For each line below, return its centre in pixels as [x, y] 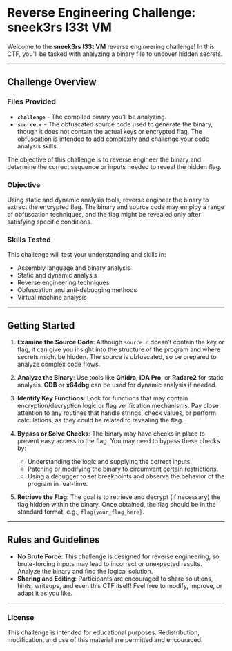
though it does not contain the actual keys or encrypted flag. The [109, 131]
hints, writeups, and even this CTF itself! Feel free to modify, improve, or [120, 585]
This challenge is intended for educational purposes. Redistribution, [104, 632]
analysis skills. [38, 146]
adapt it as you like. [45, 593]
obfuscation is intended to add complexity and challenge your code [113, 139]
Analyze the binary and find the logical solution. [85, 571]
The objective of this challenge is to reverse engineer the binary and [104, 159]
